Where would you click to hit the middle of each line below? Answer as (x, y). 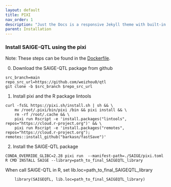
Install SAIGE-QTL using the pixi (46, 47)
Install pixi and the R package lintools (52, 96)
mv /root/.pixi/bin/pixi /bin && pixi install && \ (71, 110)
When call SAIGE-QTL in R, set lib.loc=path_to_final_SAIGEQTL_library (79, 170)
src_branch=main (23, 78)
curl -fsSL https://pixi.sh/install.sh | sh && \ (59, 106)
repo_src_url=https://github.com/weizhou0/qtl (56, 82)
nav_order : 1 (19, 20)
